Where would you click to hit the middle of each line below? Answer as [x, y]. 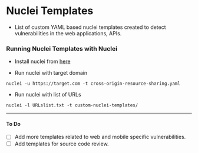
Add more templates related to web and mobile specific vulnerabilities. [100, 137]
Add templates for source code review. [62, 144]
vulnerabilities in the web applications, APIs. [68, 33]
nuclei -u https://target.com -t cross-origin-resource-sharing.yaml [93, 84]
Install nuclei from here [42, 61]
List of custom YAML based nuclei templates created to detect [90, 27]
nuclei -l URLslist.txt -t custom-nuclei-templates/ [72, 105]
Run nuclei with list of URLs [48, 95]
